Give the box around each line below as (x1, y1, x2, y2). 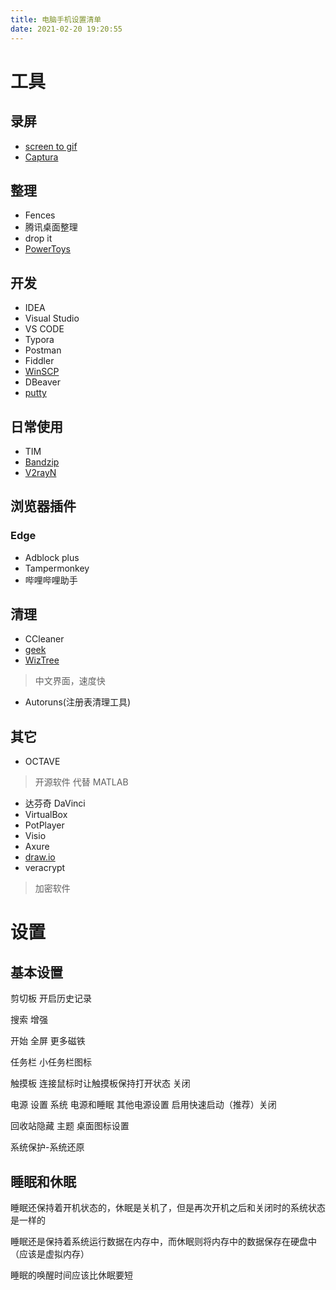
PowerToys (24, 243, 71, 255)
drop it (24, 232, 53, 245)
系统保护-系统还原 (10, 1141, 85, 1153)
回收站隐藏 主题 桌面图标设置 (10, 1120, 130, 1132)
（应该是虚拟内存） (10, 1248, 90, 1260)
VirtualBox (24, 809, 68, 821)
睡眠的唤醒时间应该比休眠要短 (10, 1269, 133, 1281)
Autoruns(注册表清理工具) (24, 696, 131, 708)
